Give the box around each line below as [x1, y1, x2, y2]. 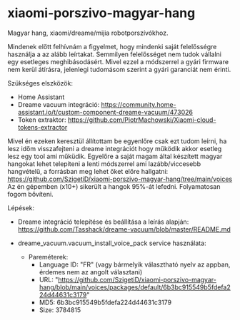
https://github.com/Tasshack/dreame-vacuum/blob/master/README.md [17, 224, 231, 233]
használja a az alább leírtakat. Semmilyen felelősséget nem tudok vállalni [7, 50, 221, 58]
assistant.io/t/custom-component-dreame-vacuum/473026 [17, 108, 193, 116]
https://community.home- [101, 100, 176, 108]
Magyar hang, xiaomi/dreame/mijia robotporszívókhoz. [7, 29, 169, 37]
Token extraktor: [17, 115, 66, 124]
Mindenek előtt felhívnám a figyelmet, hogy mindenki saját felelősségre [7, 42, 217, 51]
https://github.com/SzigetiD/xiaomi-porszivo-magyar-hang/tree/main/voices [7, 175, 233, 183]
